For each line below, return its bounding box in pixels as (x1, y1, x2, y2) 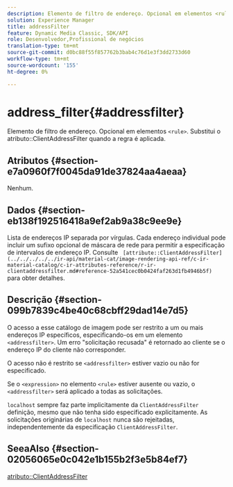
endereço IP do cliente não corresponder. (7, 345, 126, 354)
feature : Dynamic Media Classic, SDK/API (7, 29, 129, 37)
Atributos (7, 154, 49, 167)
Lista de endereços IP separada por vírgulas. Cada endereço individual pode (7, 233, 226, 242)
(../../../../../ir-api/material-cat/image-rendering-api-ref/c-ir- (7, 256, 209, 263)
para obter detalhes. (7, 274, 65, 282)
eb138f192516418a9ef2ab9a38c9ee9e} (7, 215, 182, 226)
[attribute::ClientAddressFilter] (122, 249, 223, 257)
